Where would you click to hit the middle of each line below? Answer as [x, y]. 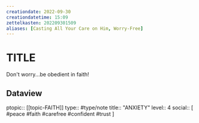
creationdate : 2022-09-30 [38, 12]
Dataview [24, 93]
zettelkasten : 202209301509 [41, 23]
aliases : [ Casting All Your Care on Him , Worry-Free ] [75, 28]
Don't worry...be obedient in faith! [48, 75]
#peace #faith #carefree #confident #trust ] [60, 114]
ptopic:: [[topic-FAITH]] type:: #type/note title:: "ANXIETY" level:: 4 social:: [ [100, 107]
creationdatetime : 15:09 [37, 17]
